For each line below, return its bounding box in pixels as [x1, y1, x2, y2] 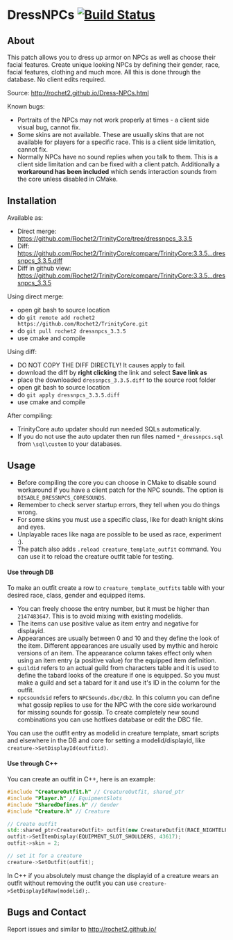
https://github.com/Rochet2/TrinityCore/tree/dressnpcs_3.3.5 [17, 234, 193, 243]
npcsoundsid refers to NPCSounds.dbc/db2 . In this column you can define [17, 693, 220, 701]
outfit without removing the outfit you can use [7, 879, 137, 887]
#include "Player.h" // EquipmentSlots [7, 795, 123, 802]
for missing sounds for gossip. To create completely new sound [17, 708, 200, 716]
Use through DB [7, 568, 54, 577]
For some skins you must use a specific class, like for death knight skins [17, 515, 224, 523]
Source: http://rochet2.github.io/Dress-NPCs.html [7, 89, 149, 97]
